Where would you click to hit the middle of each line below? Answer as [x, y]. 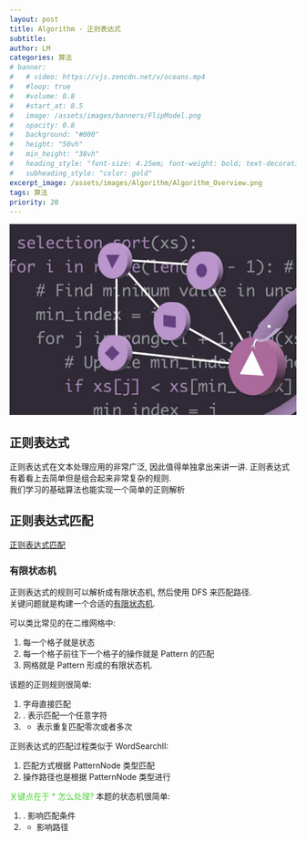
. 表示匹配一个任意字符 [65, 715]
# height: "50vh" [46, 145]
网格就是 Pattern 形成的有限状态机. [87, 665]
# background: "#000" [55, 135]
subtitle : [28, 38]
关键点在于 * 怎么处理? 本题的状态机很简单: [90, 796]
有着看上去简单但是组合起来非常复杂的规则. [91, 478]
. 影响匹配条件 [49, 815]
